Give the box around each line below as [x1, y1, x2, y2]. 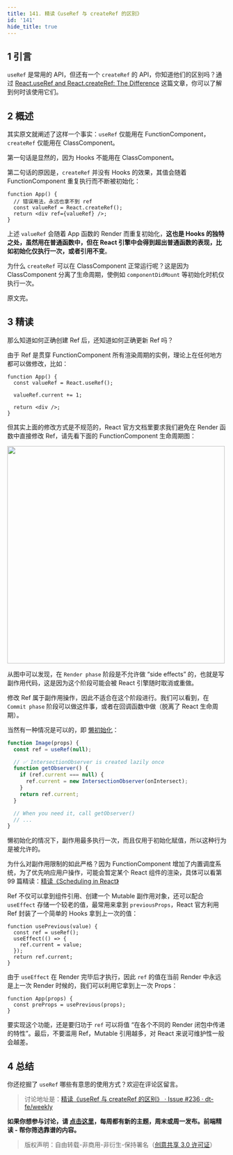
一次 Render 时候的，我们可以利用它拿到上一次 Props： [19, 982, 178, 990]
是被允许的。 [7, 845, 44, 853]
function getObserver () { [13, 765, 89, 772]
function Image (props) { [7, 739, 79, 747]
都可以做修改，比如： [7, 359, 68, 367]
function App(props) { [7, 996, 73, 1003]
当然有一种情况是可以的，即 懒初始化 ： [7, 725, 119, 734]
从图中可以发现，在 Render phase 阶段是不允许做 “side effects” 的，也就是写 [7, 669, 225, 678]
